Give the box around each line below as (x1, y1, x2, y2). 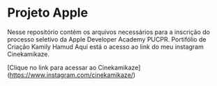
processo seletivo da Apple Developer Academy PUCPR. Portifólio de (7, 35, 207, 43)
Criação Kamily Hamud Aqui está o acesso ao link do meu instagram (7, 42, 204, 51)
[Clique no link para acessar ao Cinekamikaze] (7, 63, 141, 71)
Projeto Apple (7, 5, 89, 21)
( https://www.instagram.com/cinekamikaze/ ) (7, 71, 136, 79)
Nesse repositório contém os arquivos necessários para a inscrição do (7, 28, 211, 36)
